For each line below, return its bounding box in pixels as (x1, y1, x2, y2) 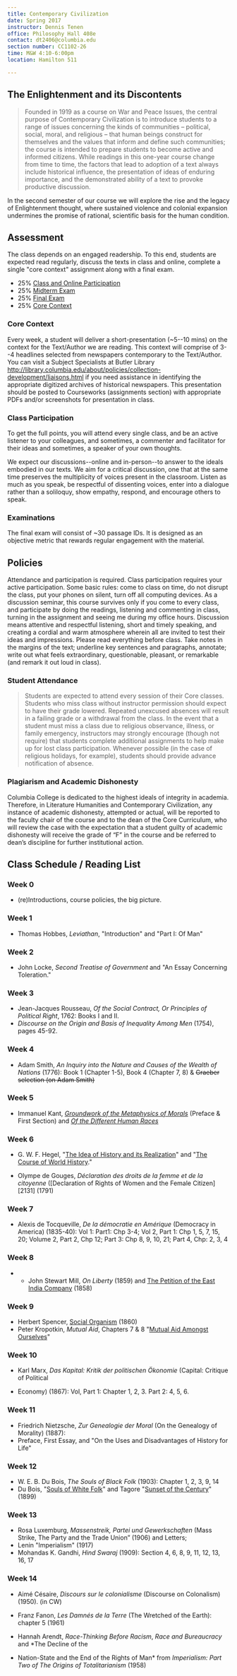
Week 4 (7, 1045, 35, 1054)
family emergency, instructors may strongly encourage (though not (24, 729, 220, 738)
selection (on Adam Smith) (17, 1075, 95, 1084)
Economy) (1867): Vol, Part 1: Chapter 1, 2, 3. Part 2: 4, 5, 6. (17, 1387, 189, 1396)
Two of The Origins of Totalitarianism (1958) (17, 1660, 147, 1669)
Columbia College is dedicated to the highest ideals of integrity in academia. (7, 792, 229, 802)
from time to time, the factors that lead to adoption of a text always (24, 160, 219, 168)
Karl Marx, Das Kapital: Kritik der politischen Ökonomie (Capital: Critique (17, 1366, 229, 1374)
